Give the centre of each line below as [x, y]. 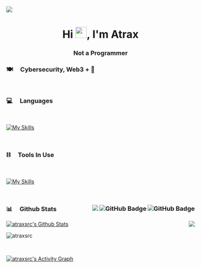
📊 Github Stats [31, 209]
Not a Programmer [100, 53]
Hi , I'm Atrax [100, 34]
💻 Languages [30, 100]
